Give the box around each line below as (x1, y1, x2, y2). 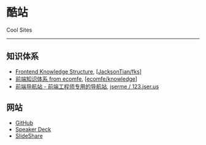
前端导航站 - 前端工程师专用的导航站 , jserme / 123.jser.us (15, 83, 159, 90)
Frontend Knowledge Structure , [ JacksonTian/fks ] (15, 68, 142, 75)
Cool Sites (6, 26, 32, 34)
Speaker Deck (15, 125, 51, 133)
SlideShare (15, 132, 43, 139)
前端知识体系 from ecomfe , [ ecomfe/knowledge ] (15, 75, 138, 83)
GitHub (15, 119, 34, 126)
